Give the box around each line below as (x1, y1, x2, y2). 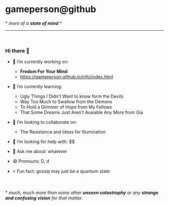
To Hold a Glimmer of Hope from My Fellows (20, 104, 112, 110)
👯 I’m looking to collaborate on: (12, 119, 77, 125)
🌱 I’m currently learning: (12, 84, 62, 90)
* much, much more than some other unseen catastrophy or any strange (5, 190, 158, 196)
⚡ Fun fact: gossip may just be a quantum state (12, 168, 110, 174)
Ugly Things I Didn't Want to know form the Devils (20, 93, 124, 99)
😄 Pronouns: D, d (12, 158, 49, 164)
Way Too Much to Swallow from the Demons (20, 99, 112, 105)
